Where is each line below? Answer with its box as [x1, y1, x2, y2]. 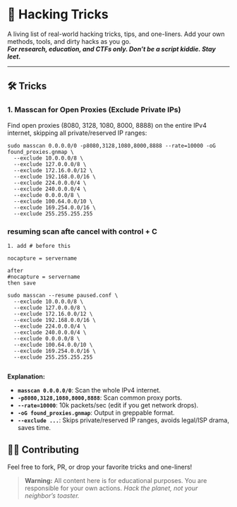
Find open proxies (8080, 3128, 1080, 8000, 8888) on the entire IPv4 [7, 121, 207, 129]
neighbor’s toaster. [24, 491, 80, 500]
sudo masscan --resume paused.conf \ [7, 292, 119, 299]
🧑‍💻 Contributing [7, 444, 80, 456]
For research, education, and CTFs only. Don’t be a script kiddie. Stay [7, 44, 217, 53]
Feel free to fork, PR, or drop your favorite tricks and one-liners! [7, 463, 193, 471]
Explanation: [7, 372, 46, 381]
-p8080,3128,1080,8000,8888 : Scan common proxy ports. [17, 393, 183, 402]
